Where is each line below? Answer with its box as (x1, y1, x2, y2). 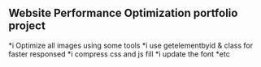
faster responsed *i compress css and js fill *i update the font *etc (8, 48, 230, 59)
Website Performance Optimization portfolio (8, 6, 238, 20)
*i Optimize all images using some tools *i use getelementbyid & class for (8, 40, 254, 50)
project (8, 19, 46, 33)
